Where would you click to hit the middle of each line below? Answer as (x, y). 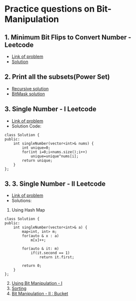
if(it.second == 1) (50, 253)
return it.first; (57, 257)
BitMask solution (28, 94)
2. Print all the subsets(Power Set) (57, 77)
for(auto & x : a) (41, 236)
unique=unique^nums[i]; (54, 156)
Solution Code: (26, 126)
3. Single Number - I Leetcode (51, 109)
